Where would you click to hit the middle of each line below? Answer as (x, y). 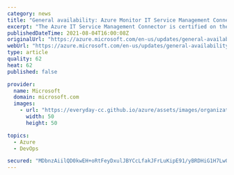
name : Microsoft (37, 91)
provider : (22, 84)
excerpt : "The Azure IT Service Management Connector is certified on (112, 26)
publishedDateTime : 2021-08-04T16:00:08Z (68, 33)
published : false (32, 72)
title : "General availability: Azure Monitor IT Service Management (109, 20)
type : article (28, 53)
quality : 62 (24, 59)
